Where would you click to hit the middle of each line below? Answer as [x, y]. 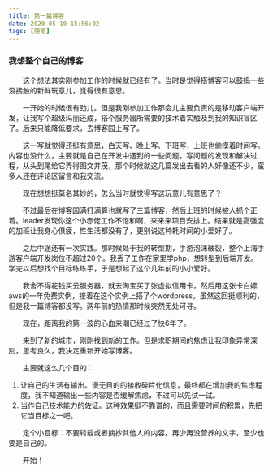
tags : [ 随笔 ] [29, 31]
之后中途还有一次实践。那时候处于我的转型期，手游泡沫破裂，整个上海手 [144, 248]
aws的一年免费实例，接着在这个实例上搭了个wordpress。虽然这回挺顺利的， [136, 295]
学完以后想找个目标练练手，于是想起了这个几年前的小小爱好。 [112, 268]
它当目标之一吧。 [49, 415]
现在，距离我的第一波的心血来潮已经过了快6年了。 [107, 323]
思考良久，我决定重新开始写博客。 [79, 350]
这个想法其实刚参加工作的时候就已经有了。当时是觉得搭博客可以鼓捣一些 [144, 80]
